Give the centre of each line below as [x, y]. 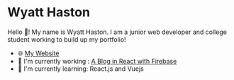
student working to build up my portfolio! [67, 39]
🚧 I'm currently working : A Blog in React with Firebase [97, 61]
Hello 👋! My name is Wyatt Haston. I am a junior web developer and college [117, 32]
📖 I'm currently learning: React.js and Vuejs [80, 69]
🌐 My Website [38, 53]
